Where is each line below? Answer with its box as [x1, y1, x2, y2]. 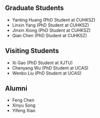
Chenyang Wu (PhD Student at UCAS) [12, 65, 89, 71]
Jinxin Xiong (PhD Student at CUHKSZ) [12, 27, 91, 33]
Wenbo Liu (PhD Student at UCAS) [12, 70, 81, 76]
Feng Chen [12, 97, 35, 103]
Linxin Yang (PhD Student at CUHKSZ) [12, 22, 89, 28]
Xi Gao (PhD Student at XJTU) [12, 60, 73, 66]
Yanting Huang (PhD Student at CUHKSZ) [12, 17, 96, 23]
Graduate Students [5, 4, 64, 12]
